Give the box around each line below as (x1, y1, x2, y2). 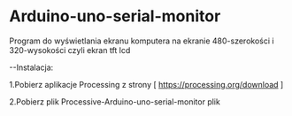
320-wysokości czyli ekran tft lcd (9, 44, 131, 55)
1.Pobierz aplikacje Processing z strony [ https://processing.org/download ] (9, 79, 284, 89)
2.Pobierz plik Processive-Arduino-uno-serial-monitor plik (9, 96, 221, 107)
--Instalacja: (9, 62, 54, 73)
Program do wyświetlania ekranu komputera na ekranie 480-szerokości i (9, 35, 274, 46)
